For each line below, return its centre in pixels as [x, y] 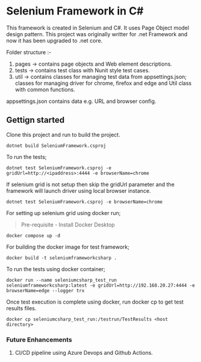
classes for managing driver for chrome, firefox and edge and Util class [103, 83]
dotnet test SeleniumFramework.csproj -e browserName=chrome [85, 202]
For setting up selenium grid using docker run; [63, 213]
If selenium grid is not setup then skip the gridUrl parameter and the [90, 184]
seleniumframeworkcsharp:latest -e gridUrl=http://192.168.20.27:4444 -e [101, 285]
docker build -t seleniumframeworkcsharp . [62, 258]
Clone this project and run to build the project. [63, 134]
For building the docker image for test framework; [68, 247]
